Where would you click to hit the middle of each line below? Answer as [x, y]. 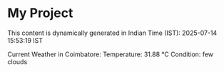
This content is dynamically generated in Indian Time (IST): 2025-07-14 [112, 33]
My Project [40, 13]
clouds [17, 61]
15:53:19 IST [25, 40]
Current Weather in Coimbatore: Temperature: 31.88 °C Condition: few [111, 54]
